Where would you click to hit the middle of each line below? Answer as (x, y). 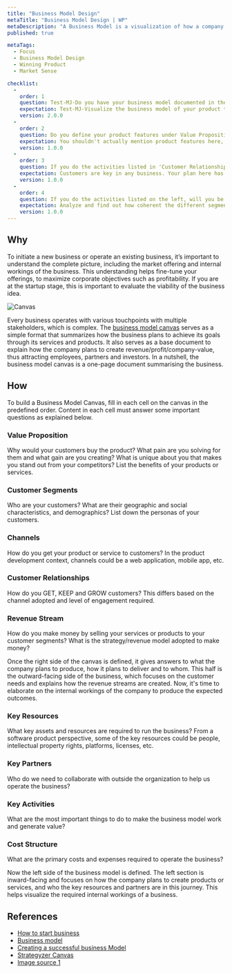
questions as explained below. (50, 417)
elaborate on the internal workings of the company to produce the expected (115, 691)
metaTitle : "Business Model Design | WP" (68, 20)
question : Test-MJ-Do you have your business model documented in (117, 103)
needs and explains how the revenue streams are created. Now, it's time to (113, 683)
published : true (30, 33)
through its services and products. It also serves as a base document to (109, 342)
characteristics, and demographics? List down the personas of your (103, 513)
